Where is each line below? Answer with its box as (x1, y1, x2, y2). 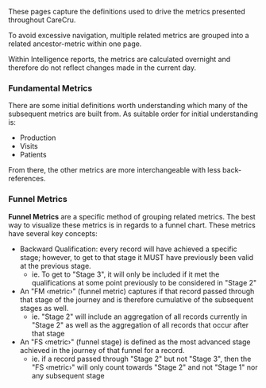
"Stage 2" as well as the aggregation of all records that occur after (31, 320, 249, 329)
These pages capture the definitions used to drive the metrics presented (8, 7, 246, 16)
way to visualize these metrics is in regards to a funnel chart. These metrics (8, 220, 256, 230)
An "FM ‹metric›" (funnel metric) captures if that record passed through (19, 286, 255, 296)
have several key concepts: (8, 228, 98, 238)
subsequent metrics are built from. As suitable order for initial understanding (8, 109, 259, 118)
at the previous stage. (19, 261, 91, 270)
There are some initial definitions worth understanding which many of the (8, 101, 249, 111)
